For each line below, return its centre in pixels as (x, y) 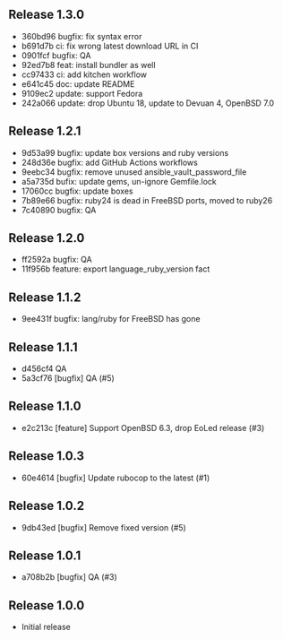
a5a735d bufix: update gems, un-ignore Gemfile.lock (119, 181)
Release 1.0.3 (46, 456)
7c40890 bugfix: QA (59, 210)
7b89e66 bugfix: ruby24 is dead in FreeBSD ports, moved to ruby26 (147, 200)
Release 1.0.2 (47, 506)
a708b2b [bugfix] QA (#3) (69, 577)
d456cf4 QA (44, 369)
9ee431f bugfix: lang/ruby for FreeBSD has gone (111, 319)
